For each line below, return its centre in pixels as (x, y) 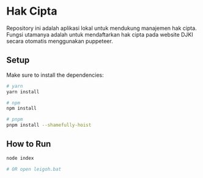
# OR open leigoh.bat (34, 169)
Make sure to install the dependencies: (55, 75)
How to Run (29, 144)
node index (20, 158)
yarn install (23, 92)
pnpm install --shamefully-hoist (49, 125)
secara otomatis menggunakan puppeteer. (60, 41)
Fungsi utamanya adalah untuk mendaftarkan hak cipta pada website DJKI (100, 34)
